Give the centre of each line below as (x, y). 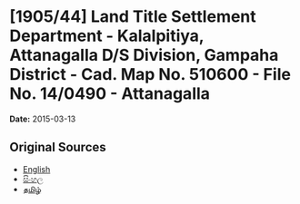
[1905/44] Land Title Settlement (133, 17)
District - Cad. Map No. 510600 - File (150, 75)
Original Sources (58, 147)
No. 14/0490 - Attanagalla (110, 94)
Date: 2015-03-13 (43, 119)
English (36, 169)
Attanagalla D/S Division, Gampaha (144, 55)
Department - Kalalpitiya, (107, 36)
